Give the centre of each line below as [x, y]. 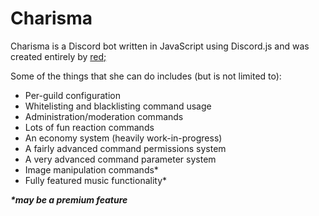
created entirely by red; [58, 56]
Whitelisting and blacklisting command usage [118, 106]
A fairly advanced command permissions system [125, 148]
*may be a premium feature [69, 199]
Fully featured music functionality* [96, 180]
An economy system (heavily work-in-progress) [123, 138]
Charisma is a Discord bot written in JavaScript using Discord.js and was [160, 46]
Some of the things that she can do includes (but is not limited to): [146, 76]
